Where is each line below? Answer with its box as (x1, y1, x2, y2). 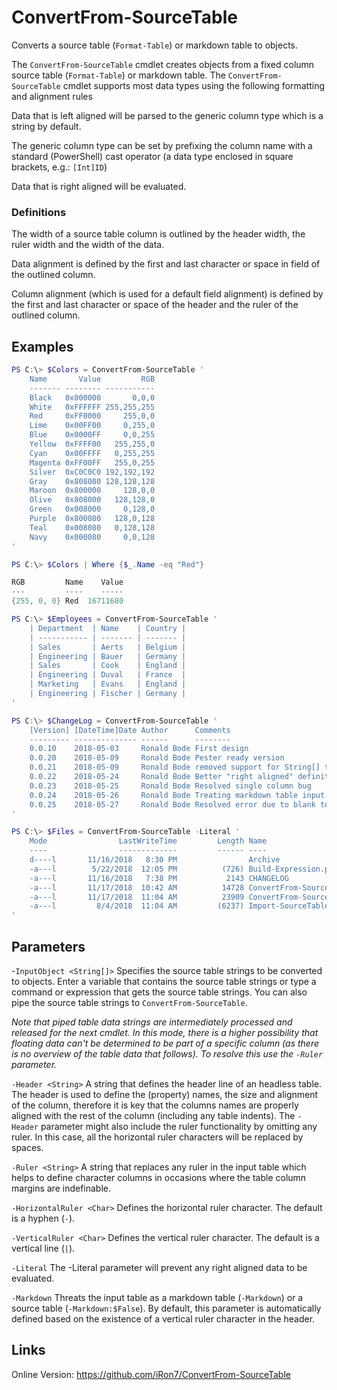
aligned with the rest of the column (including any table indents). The (11, 1109, 296, 1121)
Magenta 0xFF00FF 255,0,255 (29, 457, 156, 468)
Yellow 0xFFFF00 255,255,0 (29, 439, 156, 450)
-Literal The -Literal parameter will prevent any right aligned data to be (11, 1261, 308, 1273)
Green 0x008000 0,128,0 (29, 504, 156, 515)
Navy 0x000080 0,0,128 (29, 532, 156, 542)
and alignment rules (11, 90, 93, 102)
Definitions (11, 205, 67, 219)
